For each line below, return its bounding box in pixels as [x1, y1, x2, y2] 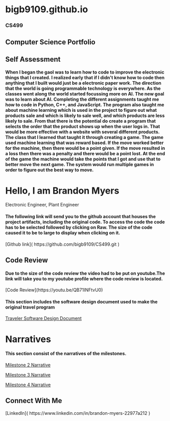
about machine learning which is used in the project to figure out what [5, 107, 157, 113]
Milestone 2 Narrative [5, 362, 51, 368]
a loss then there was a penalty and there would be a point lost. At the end [5, 151, 165, 157]
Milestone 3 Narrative [5, 371, 51, 378]
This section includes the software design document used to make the [5, 298, 158, 305]
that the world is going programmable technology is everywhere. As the [5, 85, 161, 91]
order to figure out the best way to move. [5, 167, 94, 173]
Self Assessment [5, 55, 61, 63]
